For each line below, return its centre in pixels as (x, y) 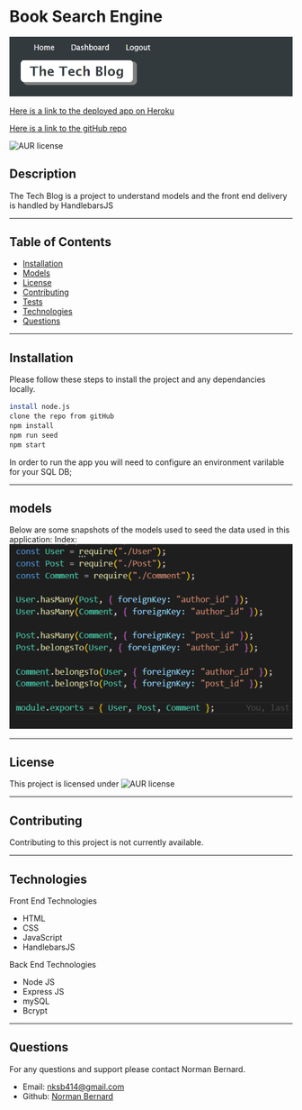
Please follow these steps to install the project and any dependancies (138, 379)
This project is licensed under (64, 784)
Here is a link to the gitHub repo (68, 128)
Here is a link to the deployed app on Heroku (92, 111)
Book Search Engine (86, 17)
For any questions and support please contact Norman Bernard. (127, 1069)
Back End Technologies (53, 965)
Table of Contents (61, 242)
